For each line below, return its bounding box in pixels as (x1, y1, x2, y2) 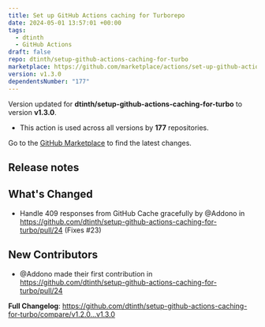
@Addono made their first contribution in (19, 269, 153, 278)
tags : (8, 26, 26, 34)
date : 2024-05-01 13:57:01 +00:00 (8, 19, 122, 27)
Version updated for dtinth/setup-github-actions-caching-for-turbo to (8, 99, 243, 109)
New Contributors (8, 248, 99, 262)
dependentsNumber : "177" (8, 77, 90, 85)
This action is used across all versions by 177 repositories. (19, 123, 209, 132)
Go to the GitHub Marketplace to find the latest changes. (8, 138, 192, 147)
